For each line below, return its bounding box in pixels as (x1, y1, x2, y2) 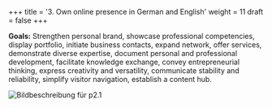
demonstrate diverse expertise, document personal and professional (8, 49, 238, 58)
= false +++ (8, 15, 48, 25)
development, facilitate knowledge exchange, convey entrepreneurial (8, 57, 240, 67)
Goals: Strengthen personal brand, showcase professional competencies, (8, 32, 255, 41)
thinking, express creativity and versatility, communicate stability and (8, 66, 240, 76)
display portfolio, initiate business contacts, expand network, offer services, (8, 40, 262, 50)
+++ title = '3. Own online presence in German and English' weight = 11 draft (8, 7, 264, 16)
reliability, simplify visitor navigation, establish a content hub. (8, 75, 213, 84)
